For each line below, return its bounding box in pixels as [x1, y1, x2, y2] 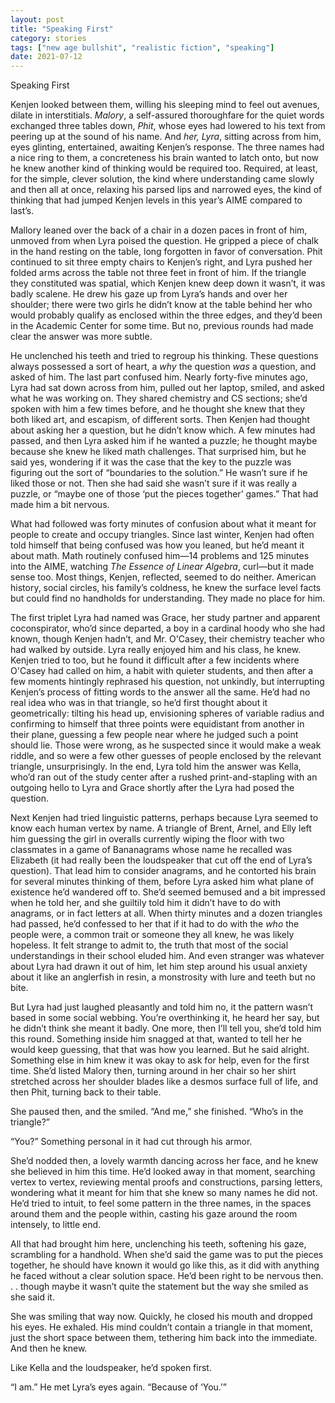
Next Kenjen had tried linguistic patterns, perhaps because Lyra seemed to [10, 812, 319, 824]
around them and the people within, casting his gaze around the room [10, 1208, 298, 1220]
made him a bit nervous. [10, 499, 110, 511]
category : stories [10, 33, 87, 43]
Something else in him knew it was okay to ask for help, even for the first [10, 1054, 310, 1066]
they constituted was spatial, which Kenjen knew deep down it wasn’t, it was [10, 277, 326, 290]
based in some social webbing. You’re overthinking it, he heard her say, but [10, 1012, 320, 1024]
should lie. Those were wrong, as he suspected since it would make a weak [10, 739, 322, 751]
